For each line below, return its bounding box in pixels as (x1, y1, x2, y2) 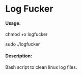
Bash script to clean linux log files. (5, 64, 77, 70)
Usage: (5, 20, 21, 26)
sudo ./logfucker (5, 41, 40, 47)
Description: (5, 53, 32, 59)
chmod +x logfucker (5, 31, 48, 37)
